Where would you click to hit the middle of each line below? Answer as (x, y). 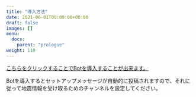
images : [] (20, 28)
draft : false (22, 23)
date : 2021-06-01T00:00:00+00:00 (47, 17)
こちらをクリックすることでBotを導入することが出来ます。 (78, 68)
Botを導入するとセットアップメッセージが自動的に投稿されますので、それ (96, 80)
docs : (18, 39)
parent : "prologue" (41, 45)
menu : (13, 34)
